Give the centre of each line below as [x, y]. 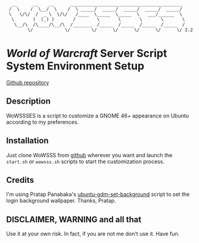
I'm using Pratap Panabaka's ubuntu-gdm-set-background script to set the [98, 194]
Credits [20, 180]
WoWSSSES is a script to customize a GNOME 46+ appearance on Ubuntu [98, 116]
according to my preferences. [43, 122]
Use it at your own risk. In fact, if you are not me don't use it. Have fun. [93, 234]
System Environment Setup [75, 66]
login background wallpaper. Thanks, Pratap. [61, 201]
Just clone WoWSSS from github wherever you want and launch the [89, 155]
